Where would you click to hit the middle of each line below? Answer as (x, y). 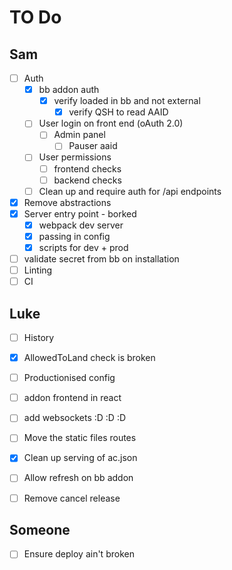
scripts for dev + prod (83, 247)
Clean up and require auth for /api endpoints (130, 191)
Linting (38, 270)
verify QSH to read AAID (118, 112)
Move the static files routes (80, 438)
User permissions (75, 157)
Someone (40, 529)
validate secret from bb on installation (101, 259)
